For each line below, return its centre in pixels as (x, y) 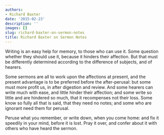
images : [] (16, 28)
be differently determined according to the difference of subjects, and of (79, 62)
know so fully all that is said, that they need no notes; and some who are (78, 103)
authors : (14, 10)
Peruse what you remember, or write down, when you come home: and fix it (82, 118)
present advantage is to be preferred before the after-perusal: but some (78, 82)
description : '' (22, 23)
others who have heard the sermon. (41, 128)
